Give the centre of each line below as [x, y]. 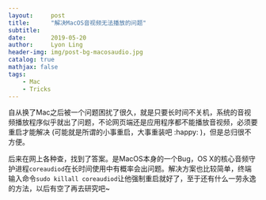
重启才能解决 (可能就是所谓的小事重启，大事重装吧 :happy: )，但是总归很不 [130, 132]
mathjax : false [33, 67]
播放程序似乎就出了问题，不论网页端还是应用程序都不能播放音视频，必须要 [136, 123]
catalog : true [32, 60]
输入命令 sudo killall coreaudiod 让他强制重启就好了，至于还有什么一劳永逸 [132, 179]
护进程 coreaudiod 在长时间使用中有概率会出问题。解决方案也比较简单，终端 [130, 169]
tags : [17, 74]
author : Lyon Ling [46, 45]
